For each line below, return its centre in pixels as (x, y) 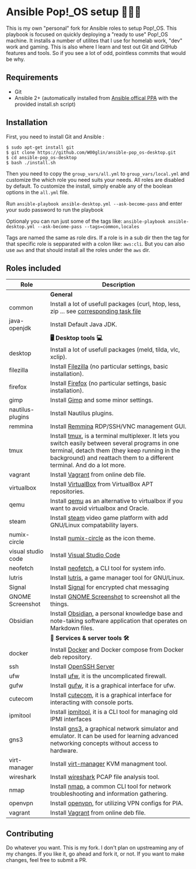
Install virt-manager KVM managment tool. (109, 764)
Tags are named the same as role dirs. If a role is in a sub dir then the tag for (98, 237)
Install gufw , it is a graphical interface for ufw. (113, 685)
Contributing (30, 834)
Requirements (32, 77)
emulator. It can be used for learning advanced (115, 736)
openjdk (20, 328)
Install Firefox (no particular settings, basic (109, 384)
